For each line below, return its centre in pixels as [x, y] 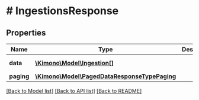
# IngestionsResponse [62, 11]
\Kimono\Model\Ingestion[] [75, 63]
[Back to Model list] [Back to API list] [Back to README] [74, 91]
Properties [26, 33]
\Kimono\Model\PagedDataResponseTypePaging [106, 76]
